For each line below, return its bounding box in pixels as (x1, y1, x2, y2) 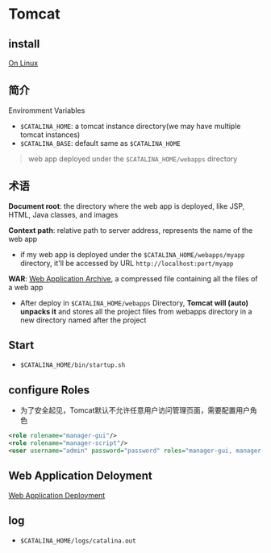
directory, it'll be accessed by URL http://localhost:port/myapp (19, 258, 234, 268)
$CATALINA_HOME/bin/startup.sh (19, 361, 126, 369)
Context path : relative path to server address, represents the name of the (8, 225, 253, 235)
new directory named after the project (19, 315, 147, 325)
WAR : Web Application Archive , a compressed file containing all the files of (8, 273, 258, 283)
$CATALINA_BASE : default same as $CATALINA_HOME (19, 138, 181, 148)
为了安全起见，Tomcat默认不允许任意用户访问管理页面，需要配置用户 (19, 405, 250, 415)
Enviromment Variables (8, 106, 85, 115)
